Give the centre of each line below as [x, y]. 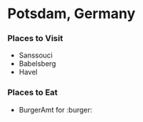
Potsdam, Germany [71, 14]
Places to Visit [35, 39]
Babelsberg [37, 64]
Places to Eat [33, 93]
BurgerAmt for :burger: [55, 109]
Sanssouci [35, 55]
